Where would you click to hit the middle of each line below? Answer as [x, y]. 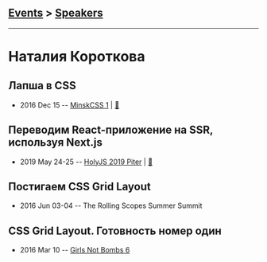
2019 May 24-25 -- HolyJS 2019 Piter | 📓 [86, 162]
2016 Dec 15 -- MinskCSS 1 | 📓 [70, 105]
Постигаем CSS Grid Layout [79, 187]
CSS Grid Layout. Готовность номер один [115, 231]
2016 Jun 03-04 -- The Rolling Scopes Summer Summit [111, 205]
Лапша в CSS [43, 86]
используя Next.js [56, 143]
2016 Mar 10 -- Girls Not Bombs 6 [75, 250]
